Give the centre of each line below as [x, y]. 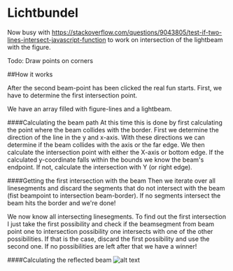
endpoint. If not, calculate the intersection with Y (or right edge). [100, 167]
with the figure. [29, 47]
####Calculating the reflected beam [59, 260]
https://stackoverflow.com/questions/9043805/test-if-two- [137, 32]
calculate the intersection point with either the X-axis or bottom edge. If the [115, 152]
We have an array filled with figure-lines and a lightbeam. [90, 109]
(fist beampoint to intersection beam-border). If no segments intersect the [114, 195]
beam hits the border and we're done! [62, 203]
